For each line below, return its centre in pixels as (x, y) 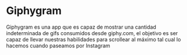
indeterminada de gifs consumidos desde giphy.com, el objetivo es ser (92, 33)
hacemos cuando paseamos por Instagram (58, 46)
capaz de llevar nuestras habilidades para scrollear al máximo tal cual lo (93, 39)
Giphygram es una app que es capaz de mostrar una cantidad (81, 27)
